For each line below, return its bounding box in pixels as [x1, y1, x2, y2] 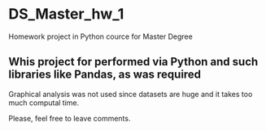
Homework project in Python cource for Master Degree [8, 32, 193, 41]
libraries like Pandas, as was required [8, 68, 202, 82]
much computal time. [8, 98, 80, 108]
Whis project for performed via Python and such [8, 55, 259, 69]
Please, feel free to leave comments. [8, 113, 131, 123]
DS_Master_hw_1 [8, 5, 124, 23]
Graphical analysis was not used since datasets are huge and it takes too [8, 89, 253, 99]
